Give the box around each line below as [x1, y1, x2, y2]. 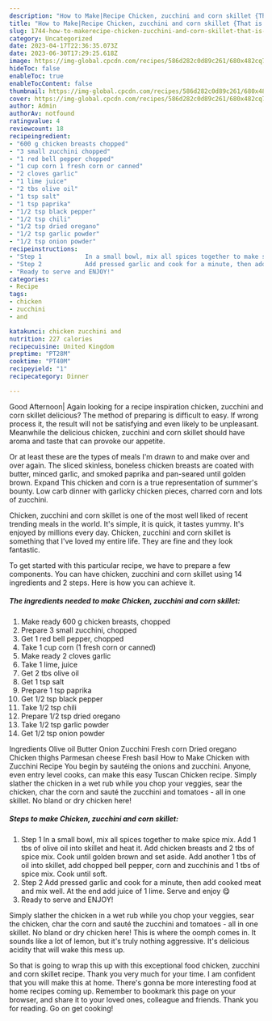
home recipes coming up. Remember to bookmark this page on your [9, 986, 236, 996]
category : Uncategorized [9, 34, 93, 43]
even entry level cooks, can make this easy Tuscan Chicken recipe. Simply [9, 769, 257, 779]
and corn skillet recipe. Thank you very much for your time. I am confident [9, 968, 256, 979]
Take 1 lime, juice [20, 659, 78, 669]
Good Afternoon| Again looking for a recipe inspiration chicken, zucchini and [9, 401, 264, 411]
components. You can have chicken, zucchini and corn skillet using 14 [9, 569, 242, 578]
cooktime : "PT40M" [9, 358, 71, 366]
